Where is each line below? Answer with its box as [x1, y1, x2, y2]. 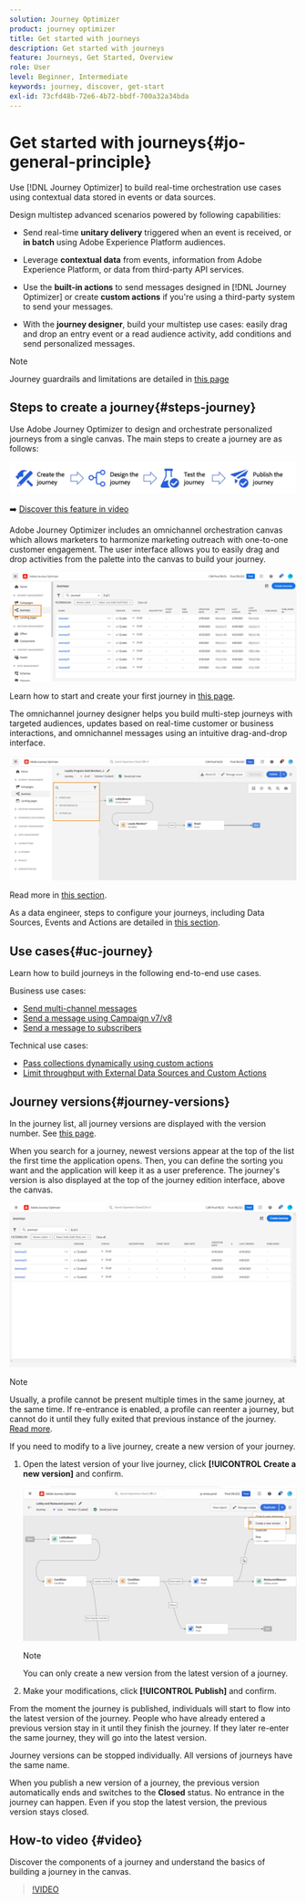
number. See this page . [9, 1128, 97, 1139]
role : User [9, 63, 51, 72]
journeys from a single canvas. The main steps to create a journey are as [9, 433, 282, 444]
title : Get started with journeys [9, 34, 141, 43]
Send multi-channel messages [22, 1003, 138, 1014]
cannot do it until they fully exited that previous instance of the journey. [9, 1414, 277, 1425]
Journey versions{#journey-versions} [9, 1094, 230, 1109]
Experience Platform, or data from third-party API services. [22, 264, 244, 275]
